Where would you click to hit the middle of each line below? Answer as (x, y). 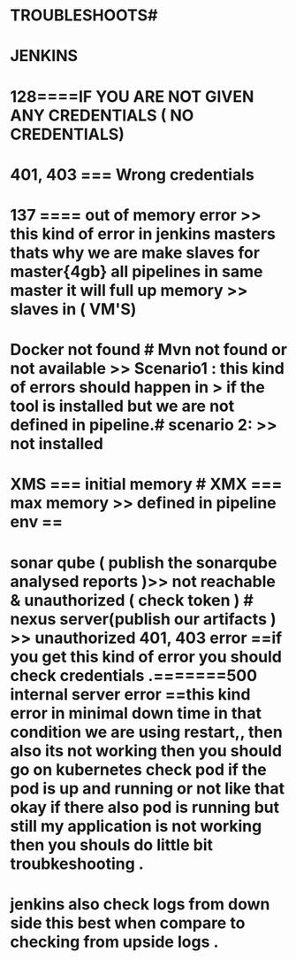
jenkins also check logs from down (140, 904)
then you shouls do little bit (111, 844)
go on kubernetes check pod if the (139, 769)
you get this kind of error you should (146, 657)
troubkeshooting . (77, 863)
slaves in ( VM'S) (73, 309)
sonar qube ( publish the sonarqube (144, 562)
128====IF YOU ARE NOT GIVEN (132, 96)
